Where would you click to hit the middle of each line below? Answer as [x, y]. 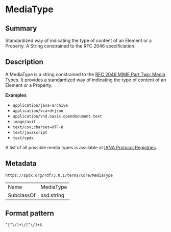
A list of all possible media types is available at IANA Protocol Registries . [81, 147]
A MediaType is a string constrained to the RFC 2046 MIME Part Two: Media [85, 74]
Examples [16, 95]
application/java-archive [40, 105]
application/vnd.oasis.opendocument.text [57, 116]
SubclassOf [22, 195]
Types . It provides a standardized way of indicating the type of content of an [86, 80]
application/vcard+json [38, 111]
